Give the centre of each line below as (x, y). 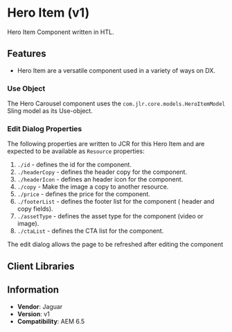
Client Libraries (41, 266)
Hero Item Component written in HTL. (61, 32)
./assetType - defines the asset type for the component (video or (110, 216)
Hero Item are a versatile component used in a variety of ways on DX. (116, 70)
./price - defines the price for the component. (84, 194)
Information (33, 290)
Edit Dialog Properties (45, 128)
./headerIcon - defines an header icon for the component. (100, 180)
